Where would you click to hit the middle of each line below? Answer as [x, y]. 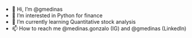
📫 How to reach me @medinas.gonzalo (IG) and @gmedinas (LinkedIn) [99, 28]
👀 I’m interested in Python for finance [57, 15]
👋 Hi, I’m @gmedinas [37, 9]
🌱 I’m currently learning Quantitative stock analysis [74, 22]
